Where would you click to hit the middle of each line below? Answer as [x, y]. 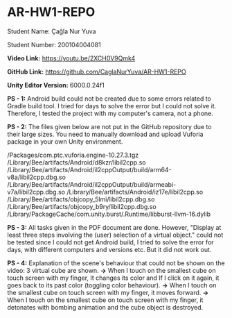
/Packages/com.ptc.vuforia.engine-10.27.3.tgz [73, 155]
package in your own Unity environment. [65, 141]
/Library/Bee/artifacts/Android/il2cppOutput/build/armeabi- [92, 184]
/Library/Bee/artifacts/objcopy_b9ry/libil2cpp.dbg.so [82, 206]
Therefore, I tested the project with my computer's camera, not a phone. [110, 113]
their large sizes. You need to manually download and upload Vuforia [105, 134]
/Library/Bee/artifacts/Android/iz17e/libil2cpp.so [135, 192]
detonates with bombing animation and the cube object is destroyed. [105, 307]
